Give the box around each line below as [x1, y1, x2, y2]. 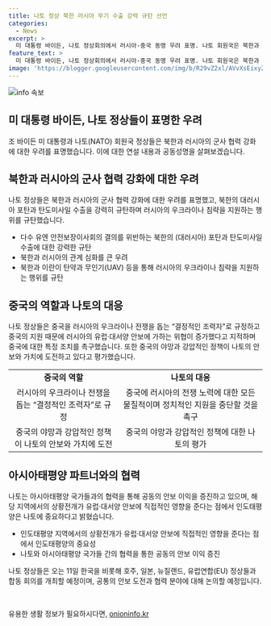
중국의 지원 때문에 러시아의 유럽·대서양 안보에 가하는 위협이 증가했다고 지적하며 [8, 332, 256, 341]
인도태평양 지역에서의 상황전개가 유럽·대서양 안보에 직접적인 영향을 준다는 [19, 529, 252, 538]
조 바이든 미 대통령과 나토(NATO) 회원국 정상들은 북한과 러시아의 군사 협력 [8, 136, 242, 146]
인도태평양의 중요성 [35, 539, 97, 549]
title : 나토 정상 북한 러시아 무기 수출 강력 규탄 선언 [8, 11, 168, 20]
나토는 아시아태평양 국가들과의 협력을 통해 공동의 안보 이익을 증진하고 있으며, [8, 491, 250, 501]
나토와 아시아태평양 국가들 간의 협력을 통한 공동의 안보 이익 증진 [19, 549, 220, 558]
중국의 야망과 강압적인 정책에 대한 [125, 427, 246, 438]
